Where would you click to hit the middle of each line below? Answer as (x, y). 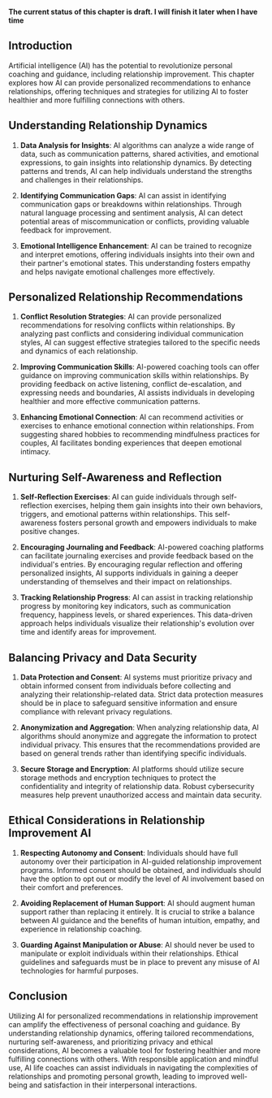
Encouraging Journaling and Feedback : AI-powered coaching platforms (142, 547)
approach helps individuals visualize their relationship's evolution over (137, 623)
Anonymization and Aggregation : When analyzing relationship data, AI (140, 727)
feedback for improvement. (66, 230)
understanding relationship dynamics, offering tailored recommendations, (131, 1033)
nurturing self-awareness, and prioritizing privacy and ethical (111, 1042)
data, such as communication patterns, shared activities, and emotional (140, 154)
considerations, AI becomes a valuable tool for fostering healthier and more (135, 1050)
